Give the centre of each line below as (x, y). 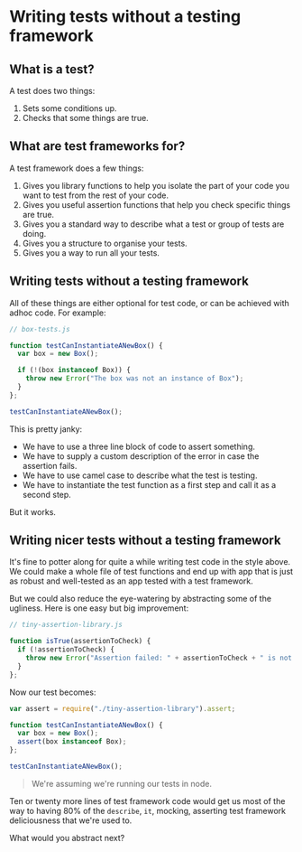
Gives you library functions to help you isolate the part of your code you (156, 185)
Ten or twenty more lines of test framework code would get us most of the (147, 801)
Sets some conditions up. (69, 108)
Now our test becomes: (53, 692)
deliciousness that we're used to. (71, 820)
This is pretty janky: (46, 429)
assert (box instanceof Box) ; (72, 742)
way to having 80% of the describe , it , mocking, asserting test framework (148, 810)
